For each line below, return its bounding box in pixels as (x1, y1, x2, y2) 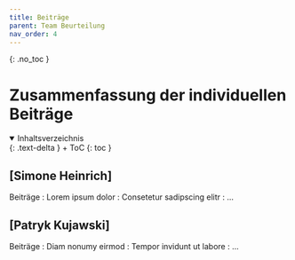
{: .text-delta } (9, 143, 60, 154)
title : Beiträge (9, 12, 69, 22)
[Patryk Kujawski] (9, 217, 110, 232)
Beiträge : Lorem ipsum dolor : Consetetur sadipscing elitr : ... (9, 192, 234, 202)
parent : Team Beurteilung (9, 21, 105, 30)
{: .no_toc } (9, 54, 50, 65)
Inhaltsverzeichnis (17, 133, 84, 144)
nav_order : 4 (9, 29, 58, 38)
